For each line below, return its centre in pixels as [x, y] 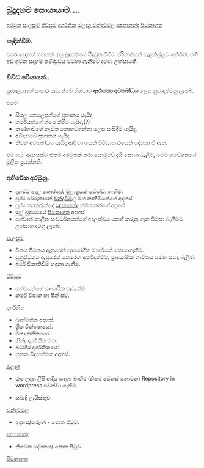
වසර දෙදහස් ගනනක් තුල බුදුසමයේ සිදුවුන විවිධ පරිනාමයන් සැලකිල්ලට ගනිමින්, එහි [102, 54]
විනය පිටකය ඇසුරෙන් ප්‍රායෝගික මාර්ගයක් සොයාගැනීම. [80, 250]
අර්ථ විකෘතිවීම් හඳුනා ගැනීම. [48, 264]
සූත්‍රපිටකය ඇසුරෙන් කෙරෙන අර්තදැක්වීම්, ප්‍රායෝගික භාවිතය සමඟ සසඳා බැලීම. [105, 257]
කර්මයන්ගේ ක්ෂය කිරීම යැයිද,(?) [53, 122]
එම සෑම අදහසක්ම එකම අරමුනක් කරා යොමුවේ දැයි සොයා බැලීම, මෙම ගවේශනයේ [101, 155]
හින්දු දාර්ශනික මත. [36, 340]
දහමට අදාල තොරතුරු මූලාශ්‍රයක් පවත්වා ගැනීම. [69, 191]
